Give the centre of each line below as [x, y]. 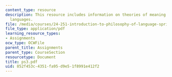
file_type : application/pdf [35, 29]
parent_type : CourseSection [35, 52]
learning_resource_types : [33, 33]
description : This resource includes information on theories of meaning [86, 15]
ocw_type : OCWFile [25, 43]
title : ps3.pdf [21, 62]
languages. [21, 19]
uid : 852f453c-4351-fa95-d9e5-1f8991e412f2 [52, 66]
